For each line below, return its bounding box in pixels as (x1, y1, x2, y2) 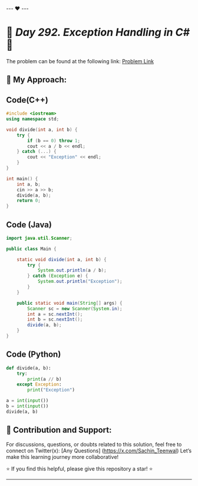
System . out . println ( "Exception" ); (37, 279, 123, 285)
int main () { (6, 175, 38, 182)
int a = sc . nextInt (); (27, 311, 83, 317)
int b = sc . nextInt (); (27, 317, 83, 322)
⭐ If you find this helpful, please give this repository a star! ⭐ (6, 465, 153, 472)
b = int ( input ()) (6, 403, 49, 409)
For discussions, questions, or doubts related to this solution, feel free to (6, 441, 182, 448)
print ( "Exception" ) (27, 387, 75, 393)
